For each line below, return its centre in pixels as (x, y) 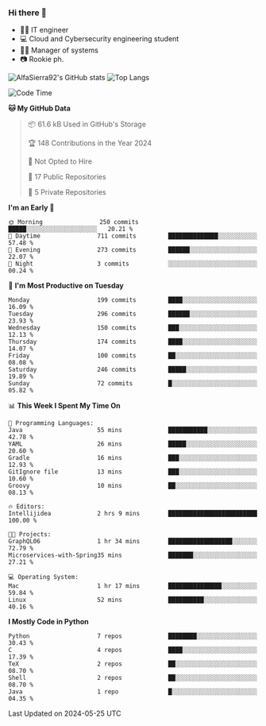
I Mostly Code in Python (48, 622)
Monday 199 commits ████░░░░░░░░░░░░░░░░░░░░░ (133, 300)
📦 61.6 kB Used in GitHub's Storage (87, 124)
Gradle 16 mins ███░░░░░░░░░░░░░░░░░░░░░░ (133, 458)
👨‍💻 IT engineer (44, 30)
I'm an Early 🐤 (31, 208)
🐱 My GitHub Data (40, 108)
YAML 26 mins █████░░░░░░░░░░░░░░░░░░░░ (133, 444)
